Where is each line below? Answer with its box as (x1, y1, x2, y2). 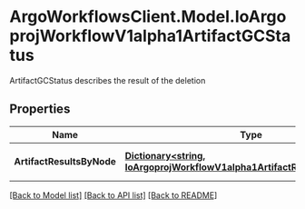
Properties (9, 102, 71, 117)
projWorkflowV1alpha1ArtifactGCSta (9, 25, 291, 46)
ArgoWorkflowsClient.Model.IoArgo (9, 6, 287, 27)
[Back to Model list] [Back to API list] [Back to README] (9, 189, 218, 201)
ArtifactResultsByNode (14, 154, 116, 167)
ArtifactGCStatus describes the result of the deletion (9, 75, 206, 85)
